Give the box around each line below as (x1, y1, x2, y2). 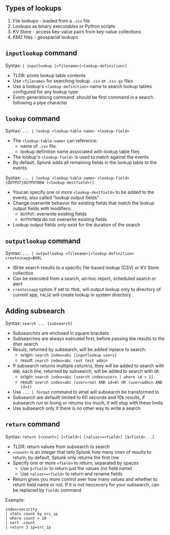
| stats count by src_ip (5, 511, 58, 516)
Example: (5, 497, 25, 503)
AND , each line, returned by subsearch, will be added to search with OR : (12, 368, 160, 374)
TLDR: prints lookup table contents (12, 72, 86, 78)
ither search (12, 341, 38, 347)
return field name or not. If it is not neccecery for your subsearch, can (12, 481, 159, 487)
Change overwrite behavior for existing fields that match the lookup (12, 200, 154, 206)
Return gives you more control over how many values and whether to (12, 476, 158, 482)
